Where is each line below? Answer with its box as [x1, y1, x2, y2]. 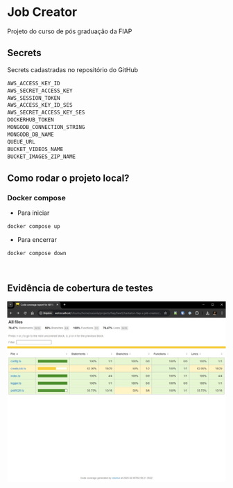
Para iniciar [17, 209, 50, 217]
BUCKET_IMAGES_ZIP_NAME [7, 153, 76, 160]
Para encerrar [17, 235, 58, 243]
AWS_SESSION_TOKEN [7, 94, 60, 101]
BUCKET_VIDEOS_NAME [7, 146, 64, 152]
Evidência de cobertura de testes [7, 282, 154, 295]
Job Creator [7, 4, 78, 20]
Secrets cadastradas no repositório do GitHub [7, 65, 139, 73]
